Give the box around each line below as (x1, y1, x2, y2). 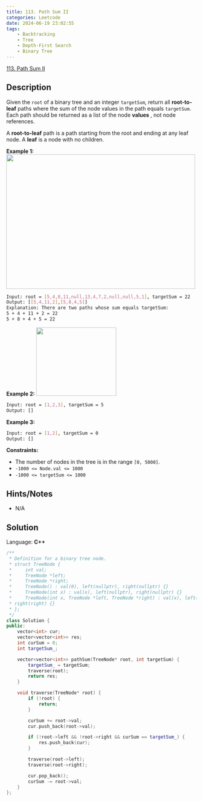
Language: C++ (6, 539, 45, 546)
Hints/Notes (6, 488, 53, 499)
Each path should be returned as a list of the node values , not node (6, 111, 176, 118)
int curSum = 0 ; (17, 640, 59, 646)
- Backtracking (17, 31, 56, 37)
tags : (6, 25, 20, 32)
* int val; (8, 566, 47, 573)
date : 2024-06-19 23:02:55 (6, 20, 74, 26)
